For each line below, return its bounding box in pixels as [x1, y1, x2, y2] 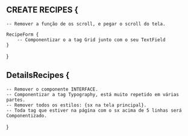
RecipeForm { [6, 31, 39, 37]
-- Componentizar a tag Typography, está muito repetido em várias [6, 91, 180, 97]
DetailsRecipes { [6, 70, 70, 80]
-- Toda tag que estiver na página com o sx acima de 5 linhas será [6, 107, 182, 114]
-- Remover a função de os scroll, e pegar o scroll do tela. [6, 21, 166, 27]
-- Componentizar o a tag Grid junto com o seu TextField [17, 36, 166, 43]
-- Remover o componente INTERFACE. [6, 86, 98, 92]
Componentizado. [6, 112, 47, 118]
